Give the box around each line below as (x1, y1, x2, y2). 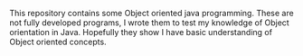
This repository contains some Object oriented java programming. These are (9, 8, 294, 18)
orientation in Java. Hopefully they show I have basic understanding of (9, 27, 273, 37)
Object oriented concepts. (9, 36, 107, 47)
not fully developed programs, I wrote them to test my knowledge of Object (9, 17, 289, 28)
